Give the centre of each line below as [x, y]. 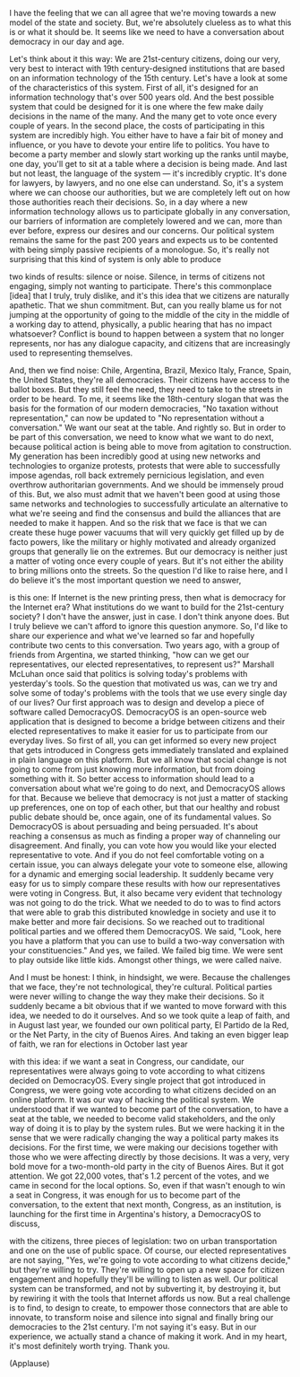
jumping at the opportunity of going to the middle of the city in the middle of [150, 315]
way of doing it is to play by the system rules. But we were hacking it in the [147, 1128]
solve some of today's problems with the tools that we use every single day [148, 693]
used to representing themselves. [71, 353]
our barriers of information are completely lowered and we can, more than [146, 221]
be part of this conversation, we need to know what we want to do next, [142, 437]
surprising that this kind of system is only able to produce [116, 259]
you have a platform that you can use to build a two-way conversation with [147, 941]
